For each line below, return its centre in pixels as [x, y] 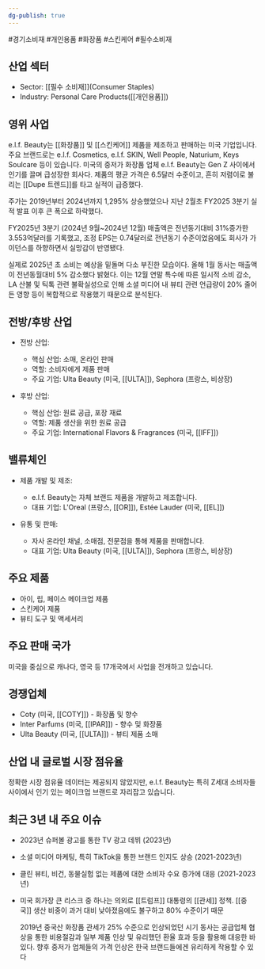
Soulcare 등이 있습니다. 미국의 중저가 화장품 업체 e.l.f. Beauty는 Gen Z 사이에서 [132, 165]
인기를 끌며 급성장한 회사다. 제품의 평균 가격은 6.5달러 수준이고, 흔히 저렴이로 [127, 174]
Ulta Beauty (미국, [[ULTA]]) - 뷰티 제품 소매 [89, 734]
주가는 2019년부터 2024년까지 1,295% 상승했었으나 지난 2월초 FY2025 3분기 [129, 201]
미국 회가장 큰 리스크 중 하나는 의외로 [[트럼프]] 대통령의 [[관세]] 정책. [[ [130, 900]
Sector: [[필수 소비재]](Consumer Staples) [87, 87]
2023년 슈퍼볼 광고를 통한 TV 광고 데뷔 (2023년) [95, 840]
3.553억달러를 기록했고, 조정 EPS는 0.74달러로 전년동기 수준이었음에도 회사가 [128, 238]
